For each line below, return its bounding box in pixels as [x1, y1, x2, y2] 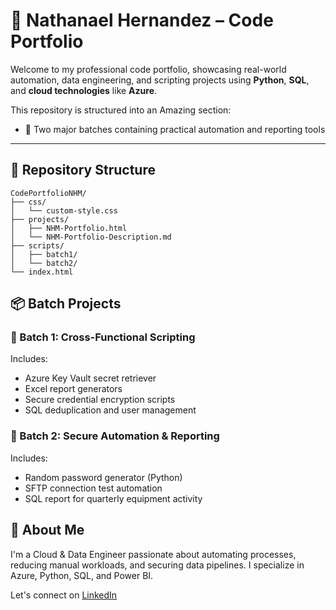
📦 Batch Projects [10, 295, 122, 313]
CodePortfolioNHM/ [10, 188, 87, 198]
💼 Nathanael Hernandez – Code [10, 9, 274, 32]
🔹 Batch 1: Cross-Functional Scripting [10, 330, 196, 344]
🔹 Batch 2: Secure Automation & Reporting [10, 429, 220, 443]
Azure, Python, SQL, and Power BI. [10, 569, 154, 581]
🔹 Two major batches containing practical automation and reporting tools [24, 123, 326, 135]
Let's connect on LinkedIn [10, 589, 118, 601]
